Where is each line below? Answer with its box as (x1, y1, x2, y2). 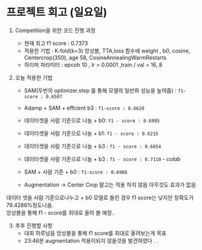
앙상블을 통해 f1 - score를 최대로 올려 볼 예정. (6, 209, 114, 216)
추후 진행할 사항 (15, 222, 53, 229)
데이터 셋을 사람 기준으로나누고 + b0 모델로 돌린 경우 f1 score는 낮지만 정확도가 (6, 194, 194, 201)
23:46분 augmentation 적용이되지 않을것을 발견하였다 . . (24, 237, 158, 244)
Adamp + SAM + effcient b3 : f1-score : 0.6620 (24, 104, 145, 111)
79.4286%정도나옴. (6, 201, 54, 209)
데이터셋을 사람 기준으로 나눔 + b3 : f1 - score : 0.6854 (24, 142, 161, 150)
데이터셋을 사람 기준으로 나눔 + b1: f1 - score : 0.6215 (24, 130, 158, 137)
